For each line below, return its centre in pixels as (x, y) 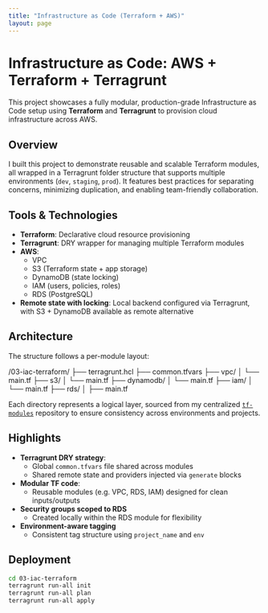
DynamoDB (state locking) (75, 278)
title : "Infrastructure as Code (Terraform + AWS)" (96, 16)
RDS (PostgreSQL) (63, 294)
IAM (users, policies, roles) (76, 286)
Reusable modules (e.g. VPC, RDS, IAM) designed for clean (130, 492)
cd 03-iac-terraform (43, 578)
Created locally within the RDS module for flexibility (117, 517)
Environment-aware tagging (68, 526)
